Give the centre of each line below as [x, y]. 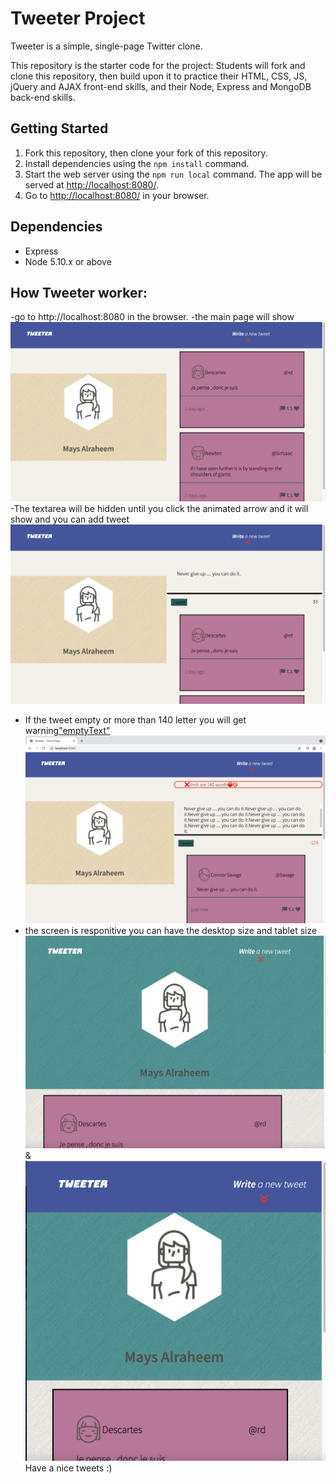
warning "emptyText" [67, 731]
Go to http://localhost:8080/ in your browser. [117, 195]
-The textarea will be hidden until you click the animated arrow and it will [159, 509]
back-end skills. [43, 97]
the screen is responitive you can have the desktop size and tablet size [171, 931]
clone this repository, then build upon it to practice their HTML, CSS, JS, [159, 76]
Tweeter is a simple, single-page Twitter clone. [106, 46]
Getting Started [59, 128]
